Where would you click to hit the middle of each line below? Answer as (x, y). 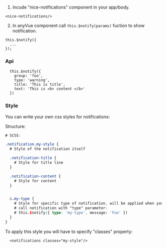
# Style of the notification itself (47, 149)
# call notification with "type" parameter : (61, 208)
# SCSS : (13, 135)
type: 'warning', (32, 80)
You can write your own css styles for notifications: (58, 117)
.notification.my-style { (32, 144)
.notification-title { (33, 158)
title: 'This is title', (40, 85)
